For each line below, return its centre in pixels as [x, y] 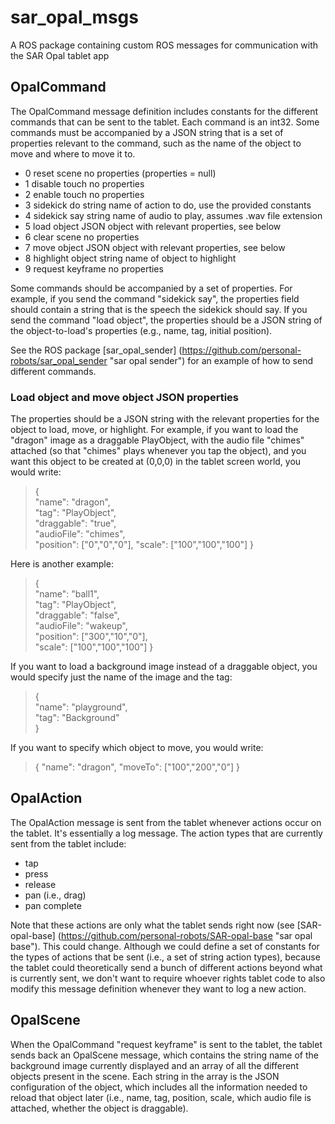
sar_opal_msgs [74, 17]
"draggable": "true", [75, 523]
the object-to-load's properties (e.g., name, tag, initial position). [141, 330]
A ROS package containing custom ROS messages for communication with [164, 45]
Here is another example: [62, 564]
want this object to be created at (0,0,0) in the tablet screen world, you [156, 462]
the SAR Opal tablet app [60, 55]
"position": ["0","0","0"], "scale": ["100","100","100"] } [144, 545]
